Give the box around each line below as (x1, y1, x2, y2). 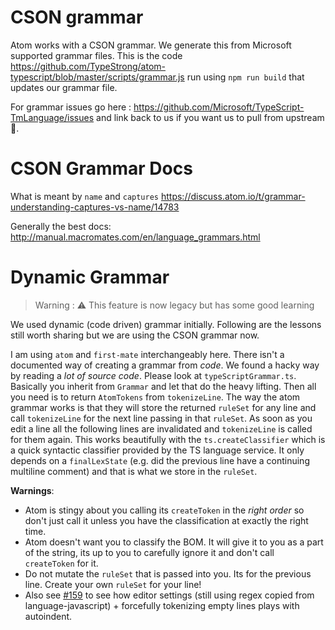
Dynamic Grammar (10, 266, 170, 289)
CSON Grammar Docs (10, 157, 193, 180)
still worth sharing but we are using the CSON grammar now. (10, 329, 260, 341)
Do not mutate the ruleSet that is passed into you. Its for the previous (24, 567, 312, 580)
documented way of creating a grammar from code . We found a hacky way (10, 359, 320, 371)
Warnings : (10, 484, 55, 496)
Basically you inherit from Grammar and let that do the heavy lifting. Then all (10, 380, 317, 392)
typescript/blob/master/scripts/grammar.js (10, 71, 185, 83)
